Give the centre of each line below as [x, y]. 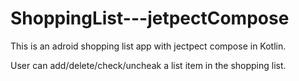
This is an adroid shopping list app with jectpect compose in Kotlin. [148, 46]
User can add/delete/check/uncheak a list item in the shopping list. [148, 65]
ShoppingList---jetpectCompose [150, 18]
